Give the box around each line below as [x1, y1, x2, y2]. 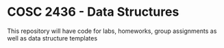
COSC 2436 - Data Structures [7, 4, 179, 20]
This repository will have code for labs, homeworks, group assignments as [7, 27, 217, 35]
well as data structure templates [7, 34, 98, 42]
